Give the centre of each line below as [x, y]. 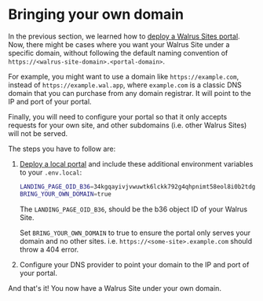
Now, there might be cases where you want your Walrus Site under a [119, 44]
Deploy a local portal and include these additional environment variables [136, 163]
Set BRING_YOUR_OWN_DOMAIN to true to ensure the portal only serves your [135, 233]
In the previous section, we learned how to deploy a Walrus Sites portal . [124, 36]
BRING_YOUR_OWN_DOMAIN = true [65, 194]
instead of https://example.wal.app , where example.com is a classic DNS [125, 85]
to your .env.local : [51, 172]
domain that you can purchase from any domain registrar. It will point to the [130, 93]
